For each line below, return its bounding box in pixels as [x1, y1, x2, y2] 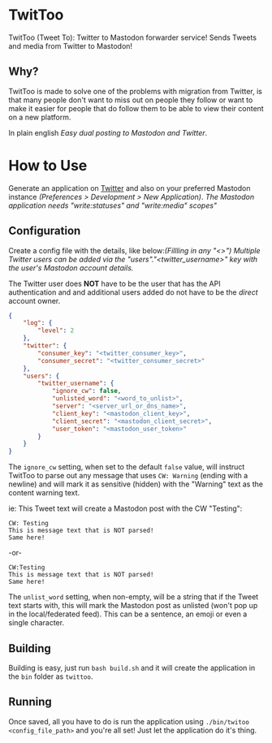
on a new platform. [8, 112, 71, 122]
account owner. [8, 296, 61, 305]
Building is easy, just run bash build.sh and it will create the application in [8, 663, 256, 672]
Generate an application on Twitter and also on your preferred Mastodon [8, 183, 251, 192]
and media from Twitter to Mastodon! [8, 41, 132, 50]
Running [8, 695, 53, 709]
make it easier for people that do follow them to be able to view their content [8, 103, 264, 113]
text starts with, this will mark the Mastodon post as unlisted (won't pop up [8, 601, 258, 611]
